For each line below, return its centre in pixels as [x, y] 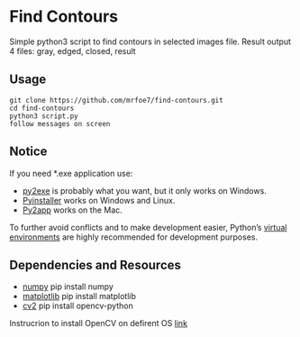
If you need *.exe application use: [71, 173]
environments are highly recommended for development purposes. [134, 237]
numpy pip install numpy [68, 287]
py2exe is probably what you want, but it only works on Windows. [145, 190]
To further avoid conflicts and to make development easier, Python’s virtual [148, 227]
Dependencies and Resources [95, 264]
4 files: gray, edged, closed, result [73, 50]
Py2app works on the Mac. [73, 210]
